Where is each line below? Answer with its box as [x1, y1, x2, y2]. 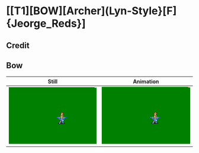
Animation [133, 78, 159, 85]
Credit [6, 40, 30, 50]
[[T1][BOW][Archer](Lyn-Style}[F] [6, 4, 177, 18]
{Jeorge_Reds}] [6, 17, 86, 30]
